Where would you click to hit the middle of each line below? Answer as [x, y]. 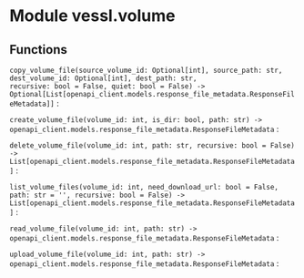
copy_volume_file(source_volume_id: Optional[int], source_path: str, [146, 70]
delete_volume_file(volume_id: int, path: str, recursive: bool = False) [152, 146]
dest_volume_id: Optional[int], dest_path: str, [103, 78]
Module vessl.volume [92, 16]
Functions [39, 50]
